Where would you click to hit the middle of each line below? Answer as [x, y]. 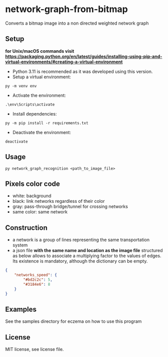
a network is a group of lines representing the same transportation [81, 240]
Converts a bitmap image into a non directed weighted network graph [77, 23]
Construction [26, 228]
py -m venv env [21, 86]
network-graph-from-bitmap [66, 9]
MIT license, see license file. [35, 349]
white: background [32, 196]
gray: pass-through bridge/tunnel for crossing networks [70, 206]
